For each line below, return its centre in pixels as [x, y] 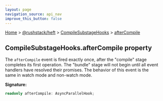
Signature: [16, 85]
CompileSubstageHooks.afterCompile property [79, 48]
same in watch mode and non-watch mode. [49, 75]
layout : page [18, 10]
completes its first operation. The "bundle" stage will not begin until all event [82, 65]
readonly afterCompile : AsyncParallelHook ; [50, 94]
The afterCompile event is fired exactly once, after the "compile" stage [76, 60]
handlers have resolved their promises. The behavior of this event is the [77, 70]
